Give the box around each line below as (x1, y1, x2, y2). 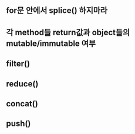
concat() (6, 99, 38, 109)
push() (6, 119, 31, 129)
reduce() (6, 79, 39, 89)
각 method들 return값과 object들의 (6, 27, 130, 37)
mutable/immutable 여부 (6, 38, 96, 48)
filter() (6, 59, 31, 69)
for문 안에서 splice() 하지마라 (6, 5, 107, 16)
